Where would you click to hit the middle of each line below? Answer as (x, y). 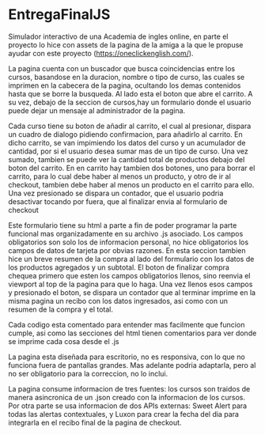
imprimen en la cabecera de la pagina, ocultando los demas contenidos (125, 85)
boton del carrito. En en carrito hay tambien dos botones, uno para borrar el (132, 168)
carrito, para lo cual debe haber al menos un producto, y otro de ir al (119, 176)
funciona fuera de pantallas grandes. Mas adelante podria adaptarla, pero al (132, 365)
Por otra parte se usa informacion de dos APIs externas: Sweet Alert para (128, 406)
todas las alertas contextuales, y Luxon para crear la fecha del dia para (124, 414)
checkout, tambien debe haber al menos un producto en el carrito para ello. (131, 184)
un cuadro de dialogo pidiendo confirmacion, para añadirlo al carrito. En (125, 134)
